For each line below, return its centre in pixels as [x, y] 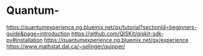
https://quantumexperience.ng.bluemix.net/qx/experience [116, 40]
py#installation [25, 40]
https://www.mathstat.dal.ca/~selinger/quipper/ [66, 46]
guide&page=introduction [38, 33]
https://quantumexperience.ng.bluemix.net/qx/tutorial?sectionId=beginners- [101, 27]
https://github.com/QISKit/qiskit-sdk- [118, 33]
